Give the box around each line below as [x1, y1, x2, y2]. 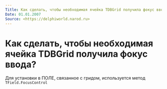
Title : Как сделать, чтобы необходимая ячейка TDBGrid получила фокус [5, 7, 155, 12]
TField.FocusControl [5, 80, 48, 86]
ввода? [5, 59, 36, 70]
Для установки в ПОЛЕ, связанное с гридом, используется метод [5, 75, 146, 81]
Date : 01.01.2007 [5, 12, 41, 17]
